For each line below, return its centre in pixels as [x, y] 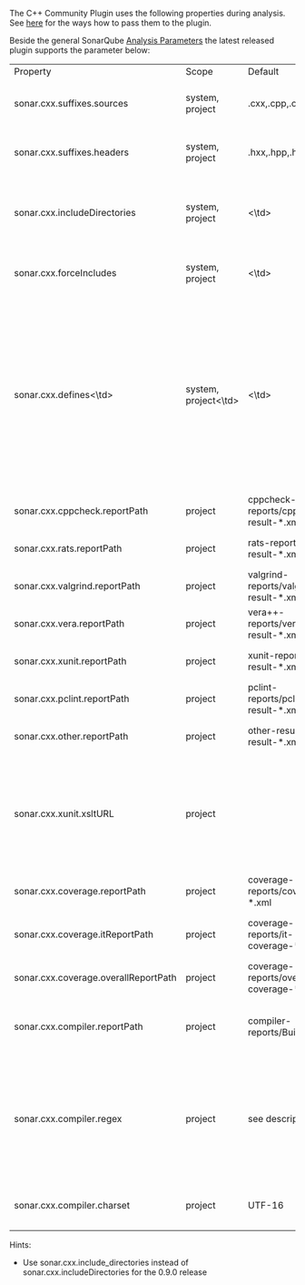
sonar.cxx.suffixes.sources [71, 103]
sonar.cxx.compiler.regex [68, 1119]
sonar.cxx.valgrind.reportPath [77, 586]
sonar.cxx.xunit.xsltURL [64, 814]
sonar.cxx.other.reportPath [71, 736]
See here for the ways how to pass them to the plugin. [110, 23]
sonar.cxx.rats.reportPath [68, 548]
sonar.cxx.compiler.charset [72, 1205]
